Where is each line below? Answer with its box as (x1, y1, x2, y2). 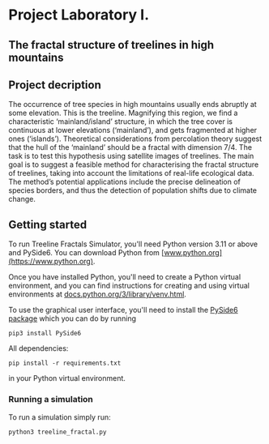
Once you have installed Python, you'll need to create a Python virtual (8, 272, 241, 282)
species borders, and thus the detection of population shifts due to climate (8, 186, 258, 195)
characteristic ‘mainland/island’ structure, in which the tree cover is (8, 117, 233, 126)
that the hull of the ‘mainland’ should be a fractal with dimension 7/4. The (8, 143, 253, 152)
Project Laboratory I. (8, 6, 150, 24)
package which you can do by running (8, 314, 136, 323)
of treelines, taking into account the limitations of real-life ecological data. (8, 169, 254, 178)
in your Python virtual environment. (8, 374, 126, 383)
